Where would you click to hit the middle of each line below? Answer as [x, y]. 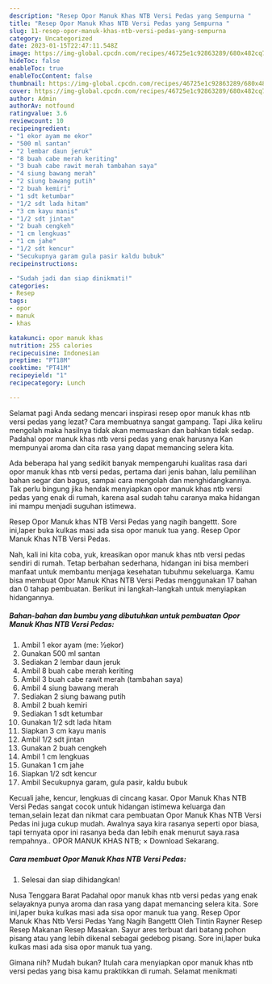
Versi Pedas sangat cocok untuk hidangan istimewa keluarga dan [117, 806]
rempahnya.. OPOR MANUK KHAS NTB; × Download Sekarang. [114, 840]
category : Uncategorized [51, 38]
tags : [18, 301]
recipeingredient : [40, 128]
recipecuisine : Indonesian [54, 353]
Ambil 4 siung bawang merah [70, 688]
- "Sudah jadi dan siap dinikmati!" [71, 278]
